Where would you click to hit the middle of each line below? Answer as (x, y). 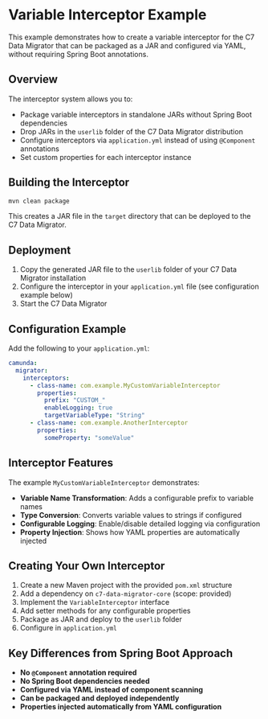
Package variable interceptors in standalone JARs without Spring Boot (136, 114)
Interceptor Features (61, 463)
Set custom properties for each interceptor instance (106, 157)
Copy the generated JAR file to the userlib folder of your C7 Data (128, 269)
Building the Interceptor (69, 183)
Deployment (40, 250)
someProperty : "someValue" (89, 438)
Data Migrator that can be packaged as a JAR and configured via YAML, (127, 45)
